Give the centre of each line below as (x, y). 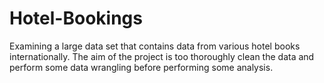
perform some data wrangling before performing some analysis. (141, 67)
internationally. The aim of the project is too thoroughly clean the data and (162, 56)
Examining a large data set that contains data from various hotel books (155, 46)
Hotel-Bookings (76, 18)
